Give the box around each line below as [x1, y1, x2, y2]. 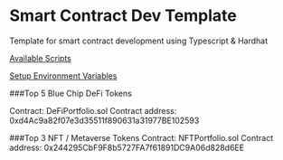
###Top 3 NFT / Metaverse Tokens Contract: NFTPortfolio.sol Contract [9, 132, 274, 143]
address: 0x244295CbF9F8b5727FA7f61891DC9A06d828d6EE [9, 142, 245, 153]
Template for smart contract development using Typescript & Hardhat [9, 35, 269, 46]
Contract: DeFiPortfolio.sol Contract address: [9, 105, 177, 116]
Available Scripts [9, 52, 72, 63]
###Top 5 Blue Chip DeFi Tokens [9, 88, 133, 99]
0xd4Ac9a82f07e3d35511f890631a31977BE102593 [9, 115, 200, 126]
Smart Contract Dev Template [9, 5, 237, 26]
